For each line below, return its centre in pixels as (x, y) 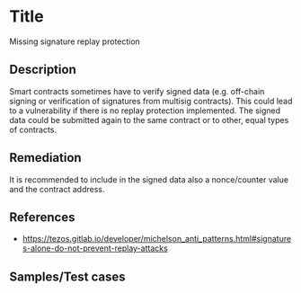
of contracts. (33, 129)
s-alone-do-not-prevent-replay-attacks (95, 248)
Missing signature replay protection (75, 41)
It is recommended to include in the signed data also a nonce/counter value (149, 179)
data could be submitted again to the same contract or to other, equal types (149, 120)
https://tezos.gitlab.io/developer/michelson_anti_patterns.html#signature (157, 239)
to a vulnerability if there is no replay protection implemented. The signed (145, 111)
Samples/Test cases (67, 276)
